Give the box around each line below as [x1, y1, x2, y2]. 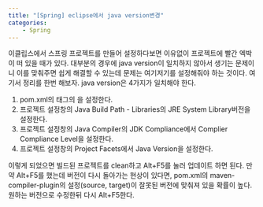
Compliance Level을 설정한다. [19, 135, 114, 144]
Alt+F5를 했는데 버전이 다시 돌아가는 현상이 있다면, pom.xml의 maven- [16, 171, 235, 180]
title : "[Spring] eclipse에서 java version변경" [8, 11, 164, 20]
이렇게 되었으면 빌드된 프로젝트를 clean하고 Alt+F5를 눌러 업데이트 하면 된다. [8, 161, 245, 170]
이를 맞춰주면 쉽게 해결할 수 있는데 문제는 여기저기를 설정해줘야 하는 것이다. [16, 68, 248, 78]
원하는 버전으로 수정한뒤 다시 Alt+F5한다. [8, 190, 135, 200]
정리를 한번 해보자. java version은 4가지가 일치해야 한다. [22, 78, 197, 87]
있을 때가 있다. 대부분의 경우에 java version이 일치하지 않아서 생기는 [24, 58, 234, 68]
